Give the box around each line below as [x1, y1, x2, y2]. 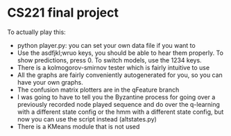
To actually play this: [7, 28, 66, 36]
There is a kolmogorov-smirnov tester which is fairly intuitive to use [17, 63, 210, 71]
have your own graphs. [17, 78, 83, 86]
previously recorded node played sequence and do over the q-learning [17, 100, 221, 108]
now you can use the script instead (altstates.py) [17, 114, 157, 123]
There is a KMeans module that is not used [17, 122, 140, 130]
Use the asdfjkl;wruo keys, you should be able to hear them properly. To [17, 49, 224, 57]
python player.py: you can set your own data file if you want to [17, 41, 196, 49]
